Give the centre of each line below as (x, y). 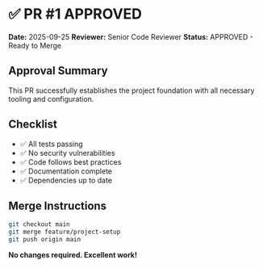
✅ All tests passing (51, 144)
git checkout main (39, 224)
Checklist (33, 125)
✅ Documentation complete (66, 171)
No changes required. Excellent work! (73, 255)
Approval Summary (58, 71)
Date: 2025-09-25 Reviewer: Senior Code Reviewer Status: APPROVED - (131, 36)
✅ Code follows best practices (71, 161)
